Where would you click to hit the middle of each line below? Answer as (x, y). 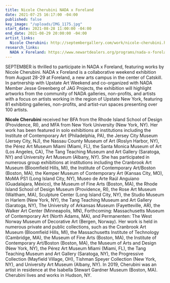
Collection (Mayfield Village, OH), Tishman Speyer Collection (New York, (81, 259)
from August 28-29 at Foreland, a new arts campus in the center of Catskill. (84, 77)
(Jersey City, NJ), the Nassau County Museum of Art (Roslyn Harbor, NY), (82, 141)
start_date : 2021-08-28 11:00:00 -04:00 (49, 29)
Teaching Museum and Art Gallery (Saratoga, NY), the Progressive (74, 254)
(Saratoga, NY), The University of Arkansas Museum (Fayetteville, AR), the (83, 205)
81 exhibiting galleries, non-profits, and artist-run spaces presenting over (81, 104)
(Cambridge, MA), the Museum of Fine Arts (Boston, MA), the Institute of (81, 238)
